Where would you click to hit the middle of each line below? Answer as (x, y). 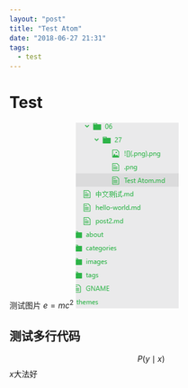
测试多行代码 (45, 336)
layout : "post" (38, 19)
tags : (19, 48)
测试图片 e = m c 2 (42, 304)
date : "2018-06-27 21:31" (58, 38)
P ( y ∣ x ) (151, 358)
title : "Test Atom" (46, 28)
